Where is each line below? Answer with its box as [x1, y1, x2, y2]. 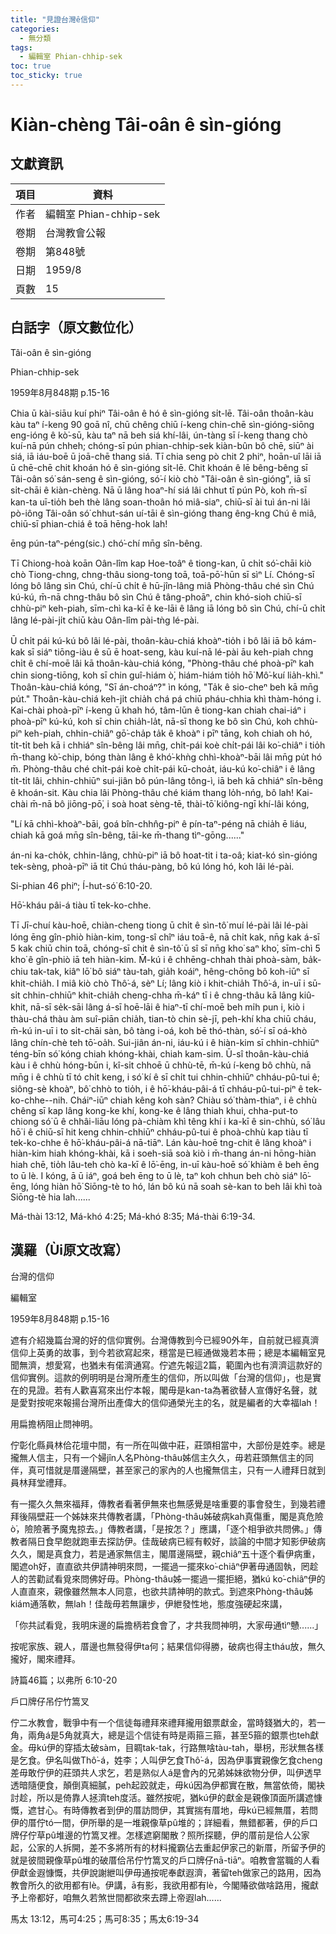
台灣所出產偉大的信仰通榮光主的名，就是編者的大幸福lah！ [79, 1396, 321, 1408]
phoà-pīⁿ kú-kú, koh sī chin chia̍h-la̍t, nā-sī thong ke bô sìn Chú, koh [10, 715, 292, 727]
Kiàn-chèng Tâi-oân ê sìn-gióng [10, 114, 282, 136]
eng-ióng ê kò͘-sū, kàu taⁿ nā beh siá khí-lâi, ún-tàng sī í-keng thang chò [10, 429, 308, 441]
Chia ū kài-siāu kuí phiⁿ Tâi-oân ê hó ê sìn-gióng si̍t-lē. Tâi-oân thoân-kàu [10, 407, 314, 419]
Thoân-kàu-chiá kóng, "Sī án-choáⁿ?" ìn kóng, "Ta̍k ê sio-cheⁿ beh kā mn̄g [10, 681, 319, 693]
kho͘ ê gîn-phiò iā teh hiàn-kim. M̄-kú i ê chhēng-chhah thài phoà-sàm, [10, 953, 301, 965]
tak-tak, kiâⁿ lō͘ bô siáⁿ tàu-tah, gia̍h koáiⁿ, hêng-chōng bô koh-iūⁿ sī [29, 965, 310, 977]
